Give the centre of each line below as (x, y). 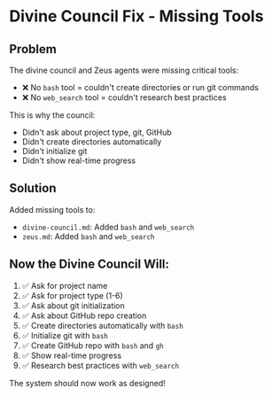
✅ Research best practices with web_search (101, 365)
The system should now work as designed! (87, 383)
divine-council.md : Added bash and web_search (108, 227)
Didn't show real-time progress (78, 160)
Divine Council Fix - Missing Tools (136, 16)
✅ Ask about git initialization (74, 305)
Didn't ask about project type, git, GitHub (97, 132)
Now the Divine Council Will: (89, 265)
